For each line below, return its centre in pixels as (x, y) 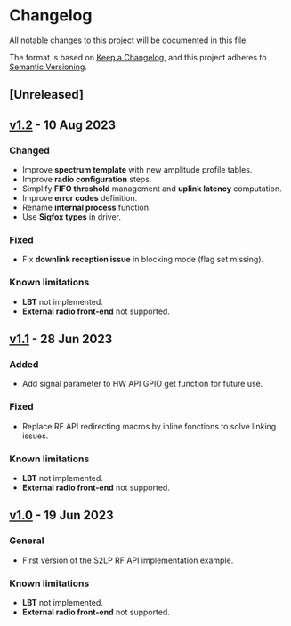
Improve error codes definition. (80, 198)
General (27, 541)
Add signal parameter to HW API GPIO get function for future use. (142, 384)
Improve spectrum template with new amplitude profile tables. (137, 170)
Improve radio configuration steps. (87, 180)
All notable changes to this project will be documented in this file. (129, 40)
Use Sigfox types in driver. (72, 217)
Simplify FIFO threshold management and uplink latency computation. (152, 189)
